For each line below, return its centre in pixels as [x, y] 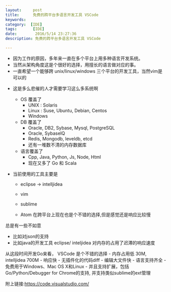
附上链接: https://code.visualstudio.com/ [47, 284]
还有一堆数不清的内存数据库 [57, 144]
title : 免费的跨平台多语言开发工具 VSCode [52, 15]
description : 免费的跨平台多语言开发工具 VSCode [53, 39]
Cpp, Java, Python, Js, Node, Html [65, 157]
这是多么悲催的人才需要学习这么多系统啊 [55, 88]
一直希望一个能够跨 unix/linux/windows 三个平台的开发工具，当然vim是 [88, 71]
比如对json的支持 [31, 236]
